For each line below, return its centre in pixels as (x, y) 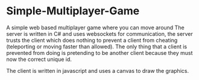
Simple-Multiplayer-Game (73, 11)
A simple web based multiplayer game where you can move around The (96, 27)
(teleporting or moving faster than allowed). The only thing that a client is (97, 47)
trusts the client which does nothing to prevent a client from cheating (92, 40)
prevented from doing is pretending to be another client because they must (99, 53)
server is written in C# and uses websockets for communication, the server (99, 33)
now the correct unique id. (39, 59)
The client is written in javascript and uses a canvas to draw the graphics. (97, 70)
